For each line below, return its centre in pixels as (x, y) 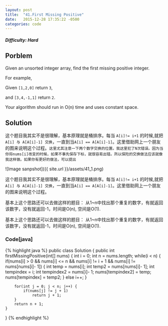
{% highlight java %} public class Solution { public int (60, 250)
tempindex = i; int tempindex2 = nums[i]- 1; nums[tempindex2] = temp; (78, 272)
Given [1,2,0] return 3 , (29, 87)
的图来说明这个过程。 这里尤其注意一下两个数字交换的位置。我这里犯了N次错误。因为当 (84, 148)
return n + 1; (29, 304)
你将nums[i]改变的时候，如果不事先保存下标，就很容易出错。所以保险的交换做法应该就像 (84, 154)
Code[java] (19, 239)
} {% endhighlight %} (27, 317)
